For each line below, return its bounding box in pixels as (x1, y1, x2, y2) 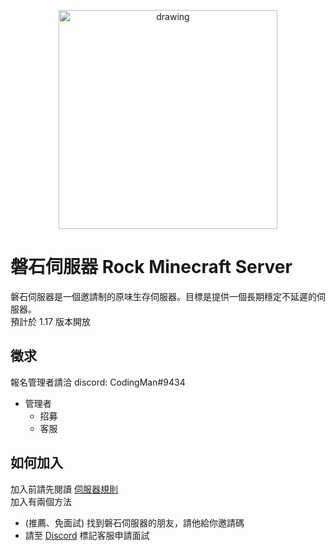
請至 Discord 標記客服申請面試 (24, 529, 150, 541)
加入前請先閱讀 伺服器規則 (10, 483, 118, 495)
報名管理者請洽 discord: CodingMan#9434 (10, 376, 186, 388)
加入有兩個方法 (10, 495, 72, 507)
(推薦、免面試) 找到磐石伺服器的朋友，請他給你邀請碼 (24, 516, 245, 529)
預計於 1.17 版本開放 (10, 315, 92, 327)
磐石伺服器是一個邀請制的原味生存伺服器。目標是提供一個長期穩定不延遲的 (10, 290, 317, 302)
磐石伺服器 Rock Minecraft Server (10, 256, 293, 279)
